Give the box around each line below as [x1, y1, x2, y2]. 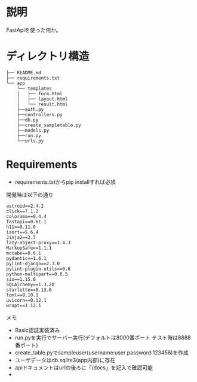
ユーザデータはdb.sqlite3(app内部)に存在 [14, 356, 115, 363]
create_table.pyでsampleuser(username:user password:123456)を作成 [14, 348, 189, 356]
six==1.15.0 [6, 276, 36, 282]
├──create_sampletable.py [17, 122, 82, 128]
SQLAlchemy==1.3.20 [6, 281, 55, 287]
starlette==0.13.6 [6, 287, 52, 293]
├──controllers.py [17, 111, 63, 117]
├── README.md [6, 69, 42, 75]
